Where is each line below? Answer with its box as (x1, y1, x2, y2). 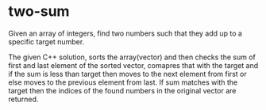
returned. (8, 94, 39, 104)
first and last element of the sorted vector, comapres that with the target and (8, 60, 259, 70)
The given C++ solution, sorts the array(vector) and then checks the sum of (8, 52, 256, 62)
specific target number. (8, 36, 85, 46)
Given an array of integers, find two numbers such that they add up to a (8, 28, 242, 38)
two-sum (8, 2, 70, 21)
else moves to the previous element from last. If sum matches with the (8, 78, 238, 87)
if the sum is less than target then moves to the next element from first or (8, 69, 248, 78)
